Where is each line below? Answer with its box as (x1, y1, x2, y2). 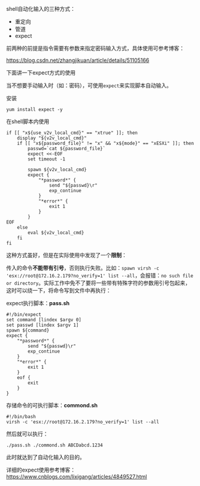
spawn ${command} (6, 327, 50, 333)
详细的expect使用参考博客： (6, 466, 76, 473)
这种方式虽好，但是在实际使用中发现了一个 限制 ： (6, 252, 127, 258)
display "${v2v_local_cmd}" (17, 135, 87, 141)
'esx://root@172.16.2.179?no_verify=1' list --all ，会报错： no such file (6, 272, 193, 279)
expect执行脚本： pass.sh (6, 300, 70, 306)
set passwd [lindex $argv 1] (6, 322, 79, 328)
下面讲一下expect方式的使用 (6, 69, 76, 76)
